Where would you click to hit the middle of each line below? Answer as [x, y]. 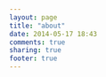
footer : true [33, 58]
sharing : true [36, 50]
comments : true [37, 42]
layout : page [33, 17]
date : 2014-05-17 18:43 [53, 34]
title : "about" [37, 26]
